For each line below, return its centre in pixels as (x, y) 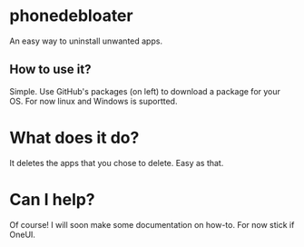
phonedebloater (71, 16)
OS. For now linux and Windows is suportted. (93, 101)
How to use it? (50, 69)
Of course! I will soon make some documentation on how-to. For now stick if (152, 224)
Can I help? (52, 199)
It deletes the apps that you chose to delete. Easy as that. (117, 163)
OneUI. (23, 234)
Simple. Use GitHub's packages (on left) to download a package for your (145, 91)
